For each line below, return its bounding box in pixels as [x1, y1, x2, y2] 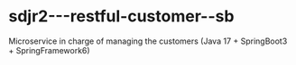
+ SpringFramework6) [8, 45, 91, 55]
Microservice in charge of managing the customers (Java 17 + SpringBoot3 [8, 36, 288, 46]
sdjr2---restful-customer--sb [8, 6, 235, 27]
